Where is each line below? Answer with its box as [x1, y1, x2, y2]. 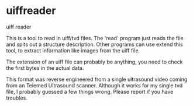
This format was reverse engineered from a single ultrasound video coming [6, 76, 188, 83]
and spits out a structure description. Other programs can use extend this [6, 41, 183, 48]
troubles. [6, 94, 27, 101]
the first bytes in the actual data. [6, 64, 84, 71]
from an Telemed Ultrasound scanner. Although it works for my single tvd [6, 82, 183, 89]
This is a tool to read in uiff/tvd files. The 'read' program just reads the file [6, 34, 184, 41]
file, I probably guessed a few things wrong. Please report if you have [6, 88, 174, 95]
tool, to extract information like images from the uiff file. [6, 47, 140, 54]
